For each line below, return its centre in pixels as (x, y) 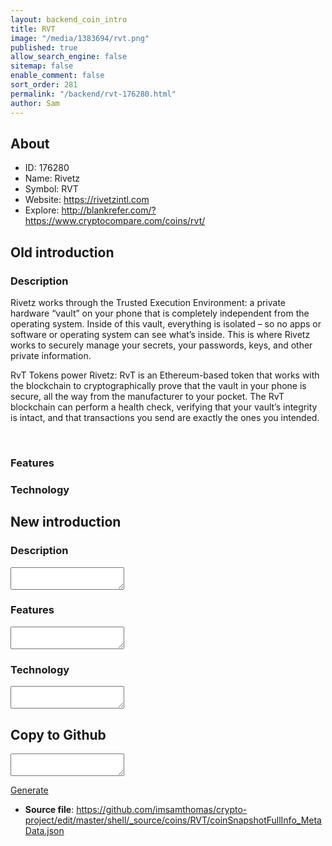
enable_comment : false (57, 76)
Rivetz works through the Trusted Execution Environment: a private (148, 302)
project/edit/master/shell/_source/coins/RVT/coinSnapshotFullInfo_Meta (173, 820)
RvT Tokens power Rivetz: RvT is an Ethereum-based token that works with (165, 375)
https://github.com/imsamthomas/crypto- (162, 809)
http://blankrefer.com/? (109, 210)
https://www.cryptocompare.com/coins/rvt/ (115, 221)
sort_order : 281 (44, 85)
